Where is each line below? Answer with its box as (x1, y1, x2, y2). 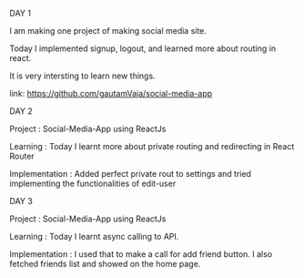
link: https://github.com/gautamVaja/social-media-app (9, 88, 213, 98)
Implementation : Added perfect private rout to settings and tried (9, 169, 252, 179)
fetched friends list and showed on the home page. (9, 259, 201, 269)
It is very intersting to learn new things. (9, 70, 157, 81)
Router (9, 150, 35, 161)
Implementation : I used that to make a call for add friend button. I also (9, 249, 273, 259)
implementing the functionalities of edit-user (9, 178, 177, 189)
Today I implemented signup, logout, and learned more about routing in (9, 43, 276, 54)
